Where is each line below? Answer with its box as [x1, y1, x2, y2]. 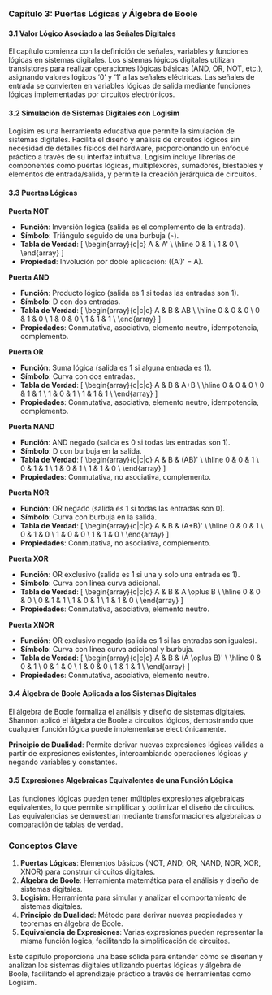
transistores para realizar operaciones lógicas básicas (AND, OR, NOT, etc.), [8, 63, 264, 73]
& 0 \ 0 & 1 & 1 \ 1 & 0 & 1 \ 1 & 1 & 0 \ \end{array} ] [19, 595, 184, 605]
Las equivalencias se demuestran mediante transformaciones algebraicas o [8, 810, 261, 820]
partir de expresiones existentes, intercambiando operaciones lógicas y [8, 748, 248, 758]
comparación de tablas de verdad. [8, 819, 123, 829]
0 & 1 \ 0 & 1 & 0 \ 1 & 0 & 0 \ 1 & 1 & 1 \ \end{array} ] [19, 661, 191, 671]
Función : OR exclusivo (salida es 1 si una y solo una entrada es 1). [19, 569, 240, 579]
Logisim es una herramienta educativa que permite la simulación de [8, 126, 235, 136]
